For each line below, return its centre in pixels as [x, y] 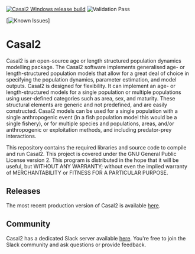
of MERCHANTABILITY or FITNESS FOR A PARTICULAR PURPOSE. [87, 172]
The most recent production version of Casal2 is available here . [83, 205]
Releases [23, 191]
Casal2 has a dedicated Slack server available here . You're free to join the [96, 238]
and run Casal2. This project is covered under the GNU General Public [91, 154]
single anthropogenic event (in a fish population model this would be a [92, 117]
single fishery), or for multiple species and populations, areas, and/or [90, 123]
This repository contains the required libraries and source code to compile [97, 147]
